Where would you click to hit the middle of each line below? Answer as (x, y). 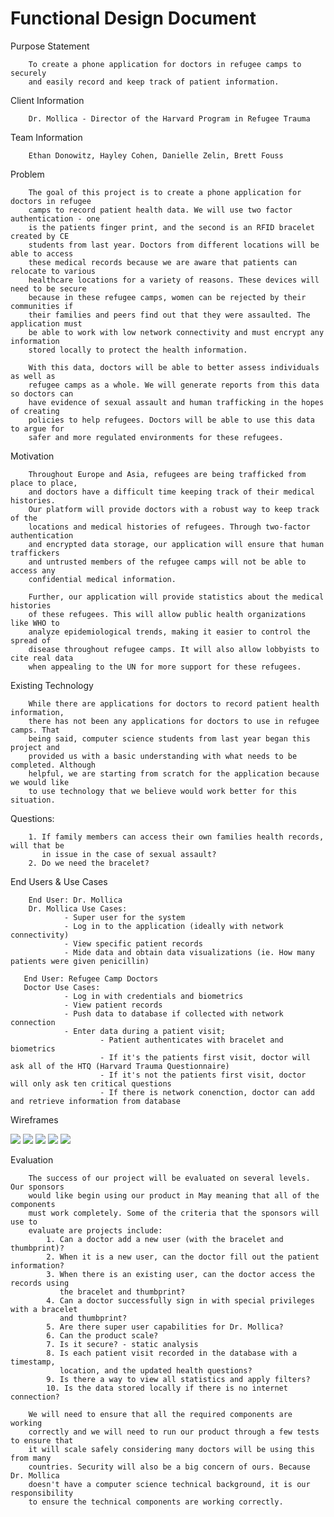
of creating (35, 411)
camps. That (35, 730)
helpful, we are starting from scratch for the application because (174, 773)
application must (46, 323)
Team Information (46, 137)
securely (28, 73)
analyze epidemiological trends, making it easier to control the (169, 632)
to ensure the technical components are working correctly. (156, 1502)
